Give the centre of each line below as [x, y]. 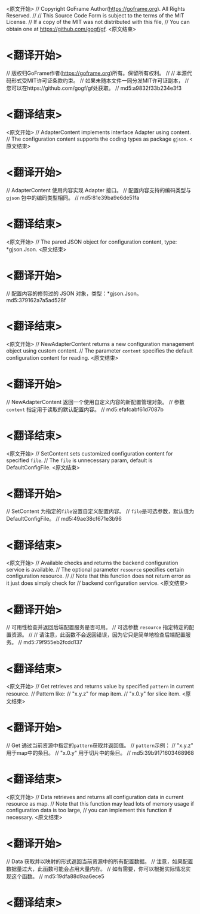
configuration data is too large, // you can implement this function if [89, 810]
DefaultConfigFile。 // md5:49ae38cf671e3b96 [64, 519]
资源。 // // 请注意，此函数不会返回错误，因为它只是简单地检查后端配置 [98, 635]
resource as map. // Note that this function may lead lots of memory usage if [100, 804]
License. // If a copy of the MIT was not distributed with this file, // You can [98, 22]
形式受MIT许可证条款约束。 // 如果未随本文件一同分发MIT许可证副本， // [100, 80]
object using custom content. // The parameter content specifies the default [99, 350]
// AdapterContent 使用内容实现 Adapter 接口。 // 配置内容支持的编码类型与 [99, 190]
